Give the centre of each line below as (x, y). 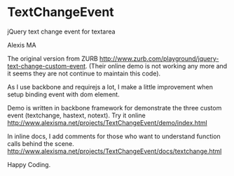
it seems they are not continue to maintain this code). (84, 73)
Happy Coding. (29, 164)
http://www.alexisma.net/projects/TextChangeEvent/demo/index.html (108, 122)
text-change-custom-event (47, 66)
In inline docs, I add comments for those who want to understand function (114, 136)
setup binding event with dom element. (64, 94)
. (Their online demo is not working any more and (156, 66)
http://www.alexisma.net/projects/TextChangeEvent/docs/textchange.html (115, 151)
